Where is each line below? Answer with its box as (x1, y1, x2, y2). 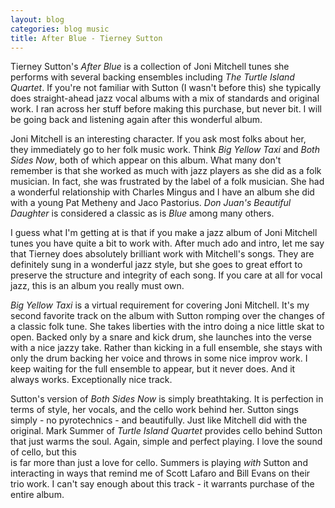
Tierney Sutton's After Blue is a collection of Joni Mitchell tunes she (10, 61, 290, 73)
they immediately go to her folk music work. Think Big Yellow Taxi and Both (10, 144, 320, 156)
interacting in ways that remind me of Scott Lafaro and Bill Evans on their (10, 467, 311, 480)
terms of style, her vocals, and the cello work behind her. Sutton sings (10, 404, 299, 416)
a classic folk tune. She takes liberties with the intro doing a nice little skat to (10, 321, 325, 333)
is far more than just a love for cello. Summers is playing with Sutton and (10, 457, 308, 469)
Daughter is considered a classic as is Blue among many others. (10, 207, 275, 220)
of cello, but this (10, 446, 77, 458)
